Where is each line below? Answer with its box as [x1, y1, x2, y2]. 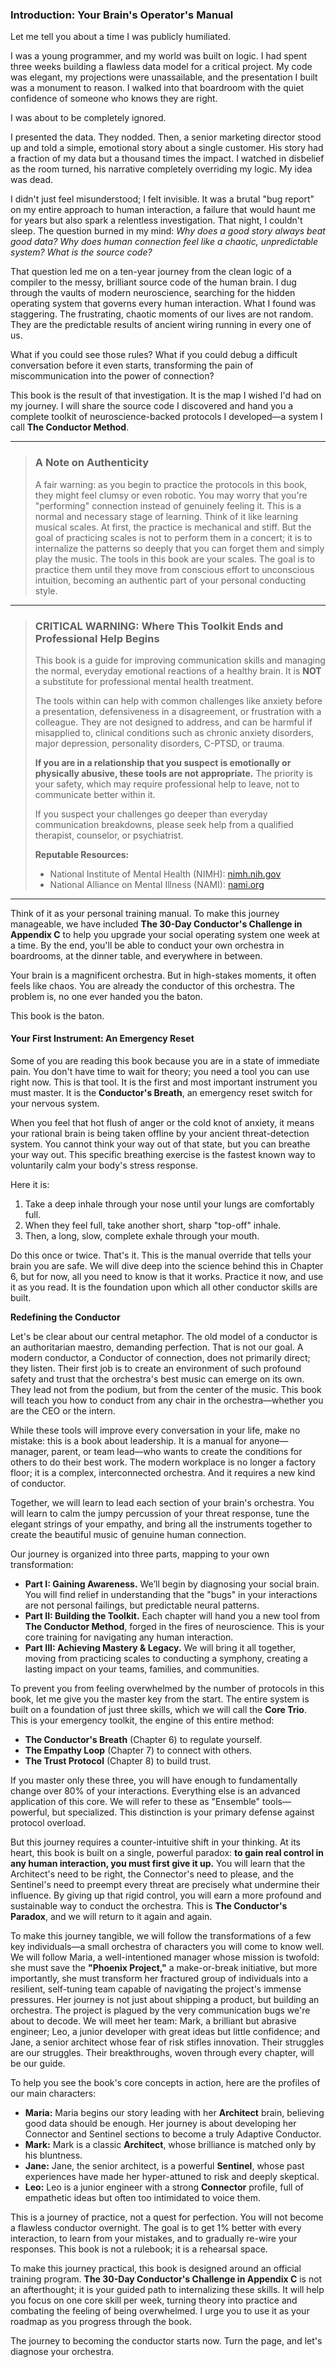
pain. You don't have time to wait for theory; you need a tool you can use [10, 1066, 310, 1078]
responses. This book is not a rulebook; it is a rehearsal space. [10, 2243, 268, 2255]
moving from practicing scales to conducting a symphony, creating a [24, 1653, 308, 1665]
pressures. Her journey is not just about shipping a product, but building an [10, 1994, 320, 2006]
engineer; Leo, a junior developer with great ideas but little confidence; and [10, 2026, 321, 2038]
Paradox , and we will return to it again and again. [10, 1911, 213, 1923]
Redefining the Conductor [10, 1311, 121, 1323]
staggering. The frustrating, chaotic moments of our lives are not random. [10, 308, 314, 320]
